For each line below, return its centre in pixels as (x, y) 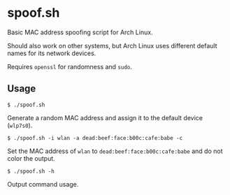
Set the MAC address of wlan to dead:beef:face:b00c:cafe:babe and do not (115, 151)
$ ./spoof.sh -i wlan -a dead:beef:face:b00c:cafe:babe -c (95, 138)
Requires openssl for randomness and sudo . (70, 66)
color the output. (31, 158)
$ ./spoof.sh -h (31, 171)
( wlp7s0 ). (20, 125)
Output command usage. (43, 184)
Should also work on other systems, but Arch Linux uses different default (113, 45)
